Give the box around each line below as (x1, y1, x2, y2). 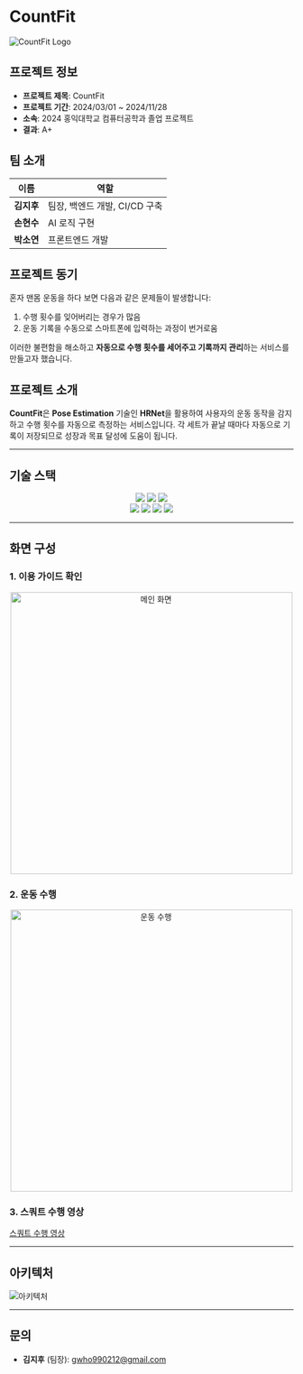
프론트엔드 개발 (48, 233, 109, 245)
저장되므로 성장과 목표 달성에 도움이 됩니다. (25, 430, 179, 441)
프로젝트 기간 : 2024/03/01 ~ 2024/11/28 (22, 101, 168, 112)
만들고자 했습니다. (9, 354, 73, 364)
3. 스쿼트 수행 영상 (9, 1205, 85, 1218)
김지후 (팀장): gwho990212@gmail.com (22, 1353, 167, 1364)
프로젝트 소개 (9, 382, 78, 398)
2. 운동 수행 (9, 888, 57, 900)
